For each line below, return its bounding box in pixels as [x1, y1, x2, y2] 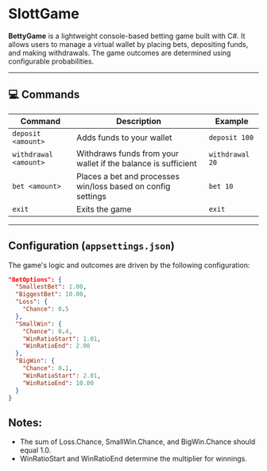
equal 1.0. [19, 446, 52, 455]
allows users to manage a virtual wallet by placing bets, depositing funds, [8, 39, 249, 49]
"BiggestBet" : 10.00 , [15, 290, 87, 298]
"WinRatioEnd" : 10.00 [22, 379, 94, 387]
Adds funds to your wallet [76, 132, 172, 143]
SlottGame [8, 5, 79, 23]
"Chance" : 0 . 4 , [22, 327, 73, 335]
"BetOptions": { [8, 275, 62, 283]
